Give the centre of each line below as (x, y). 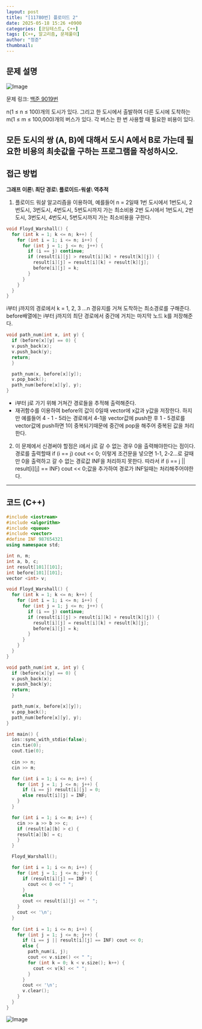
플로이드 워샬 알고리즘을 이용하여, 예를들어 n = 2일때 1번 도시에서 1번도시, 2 (103, 202)
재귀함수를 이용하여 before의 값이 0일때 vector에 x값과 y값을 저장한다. (98, 410)
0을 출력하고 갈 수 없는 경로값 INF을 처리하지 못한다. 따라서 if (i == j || (103, 461)
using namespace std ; (33, 545)
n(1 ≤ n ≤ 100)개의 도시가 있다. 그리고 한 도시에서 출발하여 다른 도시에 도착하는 (99, 112)
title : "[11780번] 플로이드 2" (42, 18)
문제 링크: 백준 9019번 (32, 99)
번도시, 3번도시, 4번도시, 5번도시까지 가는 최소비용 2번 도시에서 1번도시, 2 (102, 209)
